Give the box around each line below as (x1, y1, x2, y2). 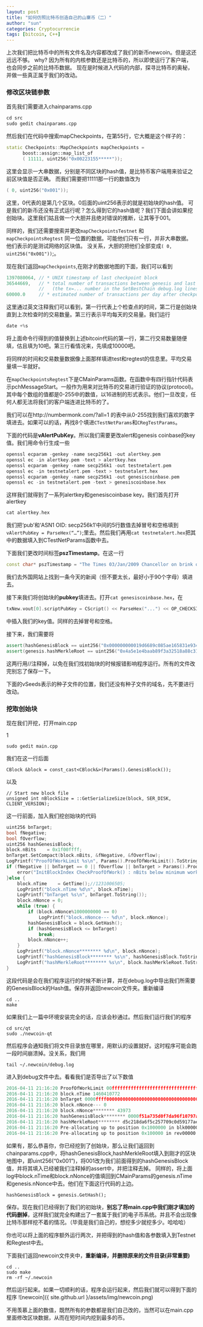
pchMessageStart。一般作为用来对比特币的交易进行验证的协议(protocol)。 (11, 383, 197, 391)
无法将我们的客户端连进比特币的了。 (22, 398, 112, 406)
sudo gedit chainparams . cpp (6, 121, 77, 127)
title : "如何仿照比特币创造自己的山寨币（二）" (6, 15, 112, 21)
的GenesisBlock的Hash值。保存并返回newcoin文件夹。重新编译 (6, 984, 164, 991)
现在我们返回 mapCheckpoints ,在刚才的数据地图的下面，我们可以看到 (6, 262, 173, 270)
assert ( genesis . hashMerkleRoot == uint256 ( (6, 648, 118, 654)
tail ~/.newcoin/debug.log (6, 1062, 74, 1068)
